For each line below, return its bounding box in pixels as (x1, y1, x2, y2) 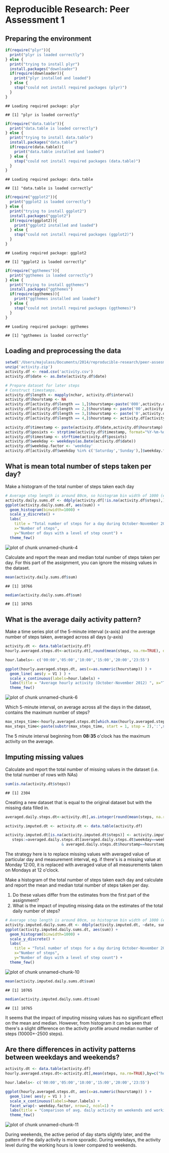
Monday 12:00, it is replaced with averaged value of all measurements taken (5, 862, 163, 868)
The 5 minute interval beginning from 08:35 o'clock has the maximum (5, 733, 150, 739)
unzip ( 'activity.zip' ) (5, 365, 53, 370)
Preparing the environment (5, 34, 92, 43)
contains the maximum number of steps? (5, 709, 90, 715)
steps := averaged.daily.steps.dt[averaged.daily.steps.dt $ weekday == (12, 837, 156, 842)
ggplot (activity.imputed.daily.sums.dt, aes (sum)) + (5, 927, 118, 932)
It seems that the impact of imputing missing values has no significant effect (5, 1015, 163, 1021)
